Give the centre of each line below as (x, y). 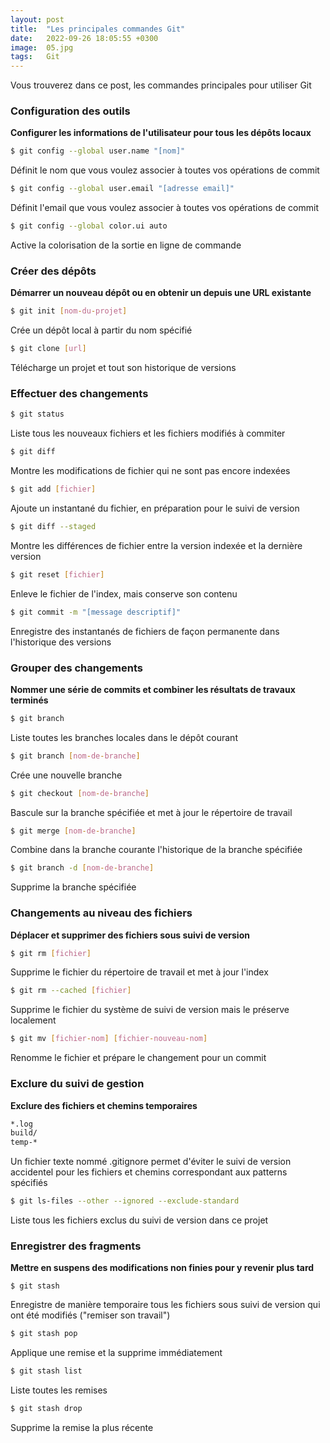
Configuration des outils (70, 111)
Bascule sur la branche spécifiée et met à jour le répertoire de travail (151, 812)
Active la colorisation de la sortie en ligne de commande (126, 245)
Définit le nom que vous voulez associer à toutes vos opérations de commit (165, 170)
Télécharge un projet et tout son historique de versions (123, 368)
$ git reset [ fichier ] (57, 574)
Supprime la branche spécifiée (73, 887)
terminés (29, 700)
